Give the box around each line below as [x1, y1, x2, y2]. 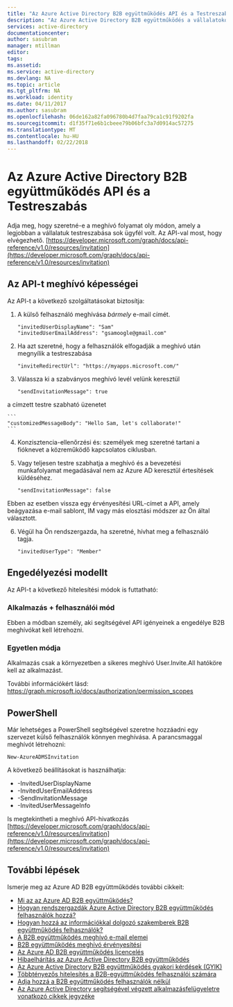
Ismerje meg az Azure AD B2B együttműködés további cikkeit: [7, 882, 185, 891]
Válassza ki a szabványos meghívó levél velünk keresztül [17, 375, 180, 383]
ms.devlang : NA [7, 74, 51, 82]
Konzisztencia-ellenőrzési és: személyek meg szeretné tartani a [17, 438, 200, 446]
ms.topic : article [7, 81, 60, 88]
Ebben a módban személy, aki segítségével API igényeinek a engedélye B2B [7, 618, 225, 626]
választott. [7, 514, 37, 522]
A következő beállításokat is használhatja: [7, 766, 126, 774]
